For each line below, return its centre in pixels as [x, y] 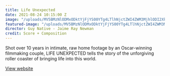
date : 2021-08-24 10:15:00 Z [36, 15]
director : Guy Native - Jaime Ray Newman [50, 29]
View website [19, 68]
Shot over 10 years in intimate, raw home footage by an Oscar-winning [79, 48]
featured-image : [22, 24]
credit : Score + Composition [36, 33]
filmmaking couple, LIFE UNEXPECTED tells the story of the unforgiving [80, 53]
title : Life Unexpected [30, 10]
